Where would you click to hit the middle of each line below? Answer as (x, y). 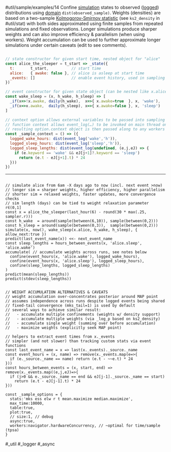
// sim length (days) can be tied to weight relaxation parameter (77, 203)
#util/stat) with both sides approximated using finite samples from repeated (84, 23)
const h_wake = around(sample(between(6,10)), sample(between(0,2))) (82, 221)
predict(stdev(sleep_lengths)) (38, 279)
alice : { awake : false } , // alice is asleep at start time (77, 73)
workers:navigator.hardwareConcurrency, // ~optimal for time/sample (85, 426)
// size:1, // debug (32, 417)
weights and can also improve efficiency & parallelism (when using (75, 34)
